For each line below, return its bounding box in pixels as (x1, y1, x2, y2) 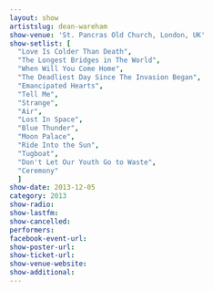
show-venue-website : (9, 259, 88, 269)
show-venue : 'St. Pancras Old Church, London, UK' (9, 30, 206, 39)
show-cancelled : (9, 216, 71, 226)
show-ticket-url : (9, 251, 76, 260)
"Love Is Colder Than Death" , (17, 47, 132, 57)
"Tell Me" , (17, 89, 59, 99)
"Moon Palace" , (17, 132, 76, 141)
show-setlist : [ (9, 38, 71, 48)
